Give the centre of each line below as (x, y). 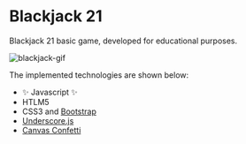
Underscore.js (48, 120)
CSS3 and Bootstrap (59, 111)
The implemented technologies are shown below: (99, 75)
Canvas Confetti (51, 130)
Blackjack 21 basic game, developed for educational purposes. (123, 41)
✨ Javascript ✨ (50, 92)
